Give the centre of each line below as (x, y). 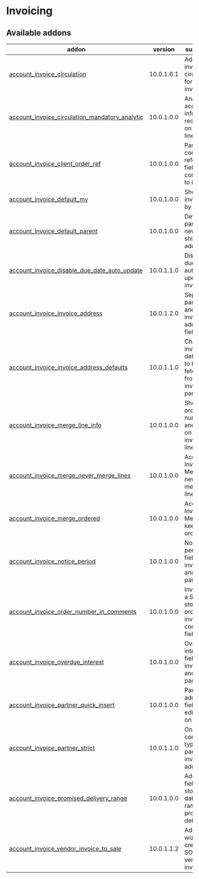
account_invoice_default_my (49, 199)
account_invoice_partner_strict (52, 748)
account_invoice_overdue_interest (57, 662)
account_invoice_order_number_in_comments (73, 612)
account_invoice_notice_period (52, 561)
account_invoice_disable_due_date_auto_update (76, 270)
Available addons (39, 33)
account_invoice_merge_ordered (55, 518)
